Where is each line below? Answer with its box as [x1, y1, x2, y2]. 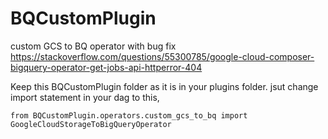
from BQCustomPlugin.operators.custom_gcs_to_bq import [10, 110, 248, 121]
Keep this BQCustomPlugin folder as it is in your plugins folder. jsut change [10, 80, 319, 92]
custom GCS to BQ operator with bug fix [10, 40, 177, 52]
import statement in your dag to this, [10, 91, 160, 103]
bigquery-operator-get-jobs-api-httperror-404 [10, 61, 203, 73]
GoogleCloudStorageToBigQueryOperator [10, 119, 172, 129]
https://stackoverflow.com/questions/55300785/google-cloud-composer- [10, 50, 315, 62]
